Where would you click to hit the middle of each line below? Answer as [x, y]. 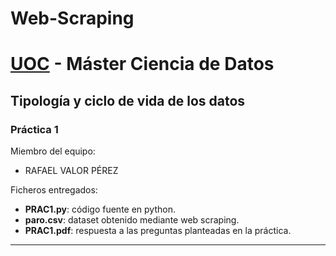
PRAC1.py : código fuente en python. [100, 209]
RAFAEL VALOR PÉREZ [71, 171]
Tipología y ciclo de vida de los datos [128, 100]
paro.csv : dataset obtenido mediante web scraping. [132, 220]
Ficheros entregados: [54, 190]
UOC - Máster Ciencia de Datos [142, 64]
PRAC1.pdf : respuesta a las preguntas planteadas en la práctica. [158, 231]
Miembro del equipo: [53, 151]
